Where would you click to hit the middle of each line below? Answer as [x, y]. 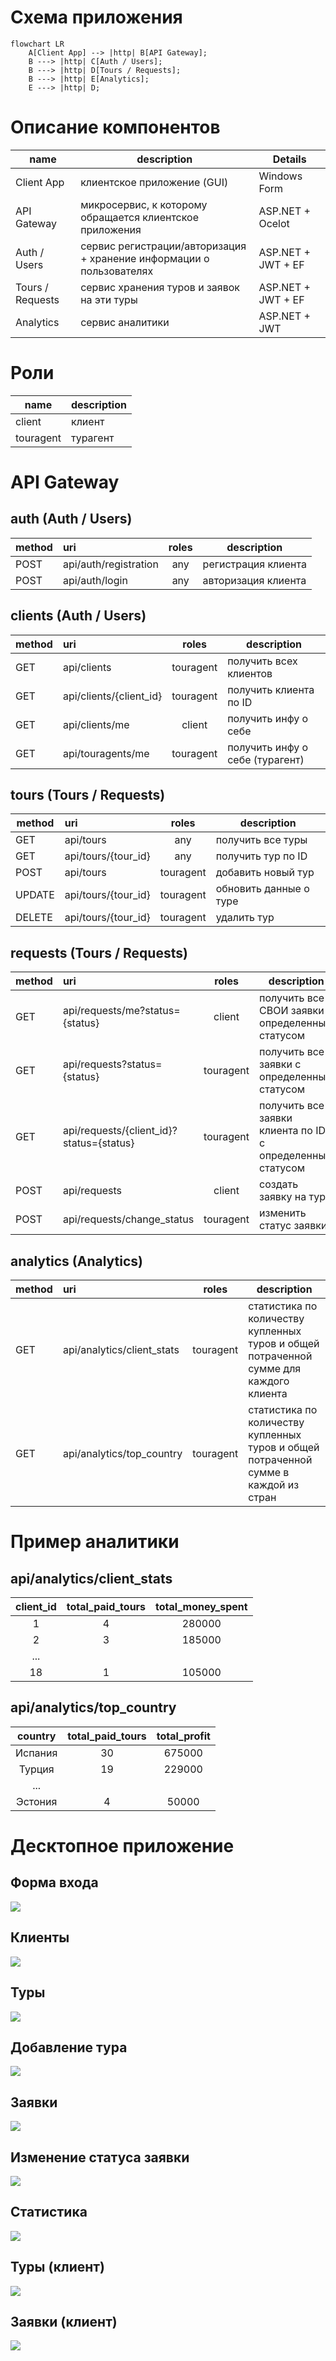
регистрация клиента [254, 564]
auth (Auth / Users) [71, 519]
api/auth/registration [110, 564]
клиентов [250, 673]
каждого [269, 1381]
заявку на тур [292, 1197]
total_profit [183, 1736]
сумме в [269, 1473]
